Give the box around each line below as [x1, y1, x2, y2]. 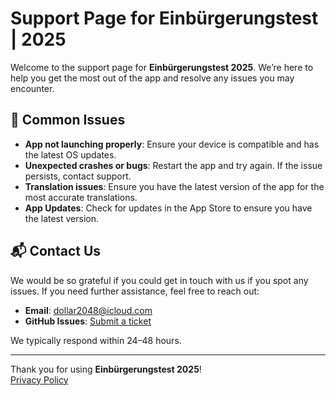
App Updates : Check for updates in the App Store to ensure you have [24, 202, 313, 214]
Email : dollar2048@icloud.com [24, 304, 153, 316]
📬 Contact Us [10, 243, 102, 260]
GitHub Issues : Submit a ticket [24, 315, 152, 327]
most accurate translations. [24, 191, 138, 203]
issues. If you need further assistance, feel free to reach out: [10, 285, 260, 297]
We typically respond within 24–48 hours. [10, 334, 182, 346]
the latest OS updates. [24, 148, 117, 161]
